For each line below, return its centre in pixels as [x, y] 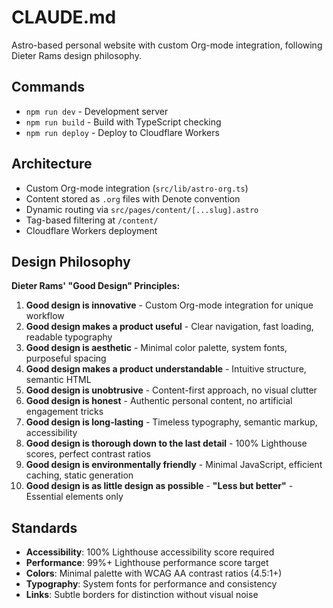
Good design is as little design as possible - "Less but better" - [159, 486]
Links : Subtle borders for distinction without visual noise [142, 595]
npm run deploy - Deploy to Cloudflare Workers [122, 132]
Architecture [52, 164]
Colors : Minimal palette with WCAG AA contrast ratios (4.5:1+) [154, 573]
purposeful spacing [66, 358]
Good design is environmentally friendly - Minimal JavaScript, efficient [174, 465]
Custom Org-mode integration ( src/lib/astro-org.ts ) [137, 188]
